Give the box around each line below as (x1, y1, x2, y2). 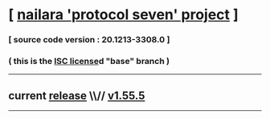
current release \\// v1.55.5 (8, 89, 145, 102)
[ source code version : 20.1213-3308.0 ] (8, 34, 170, 46)
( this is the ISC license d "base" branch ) (8, 56, 170, 67)
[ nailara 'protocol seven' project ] (8, 6, 239, 24)
